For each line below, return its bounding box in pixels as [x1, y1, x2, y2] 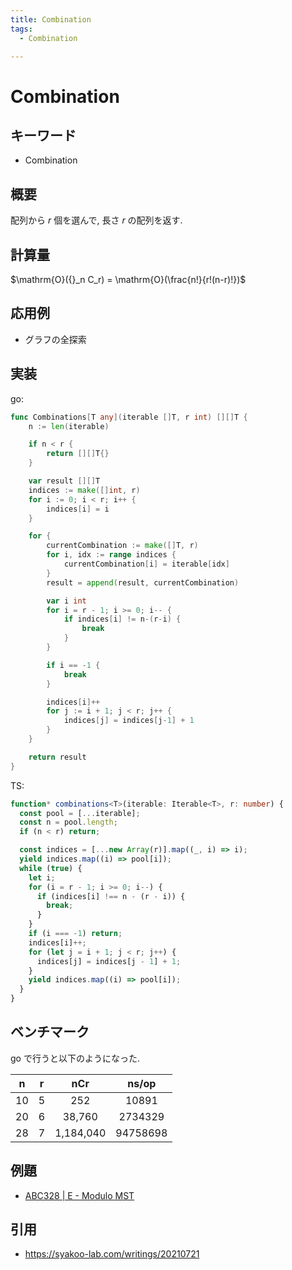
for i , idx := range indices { [46, 550, 177, 560]
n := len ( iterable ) [28, 421, 110, 431]
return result [28, 752, 87, 762]
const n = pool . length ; [19, 817, 118, 828]
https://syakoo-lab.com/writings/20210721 [24, 1248, 200, 1260]
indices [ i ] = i [46, 504, 110, 514]
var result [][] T [28, 476, 101, 486]
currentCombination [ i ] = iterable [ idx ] [63, 559, 230, 569]
